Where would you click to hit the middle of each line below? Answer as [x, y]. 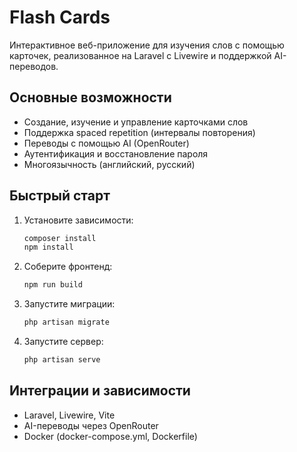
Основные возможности [90, 97]
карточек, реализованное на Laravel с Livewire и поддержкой [140, 55]
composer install [60, 238]
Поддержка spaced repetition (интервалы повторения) [139, 132]
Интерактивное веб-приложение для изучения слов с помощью [147, 45]
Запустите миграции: [69, 304]
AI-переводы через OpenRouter [91, 425]
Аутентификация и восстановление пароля [116, 153]
